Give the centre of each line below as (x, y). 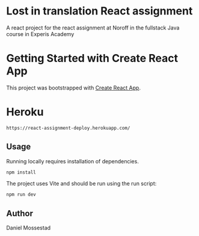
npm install (21, 172)
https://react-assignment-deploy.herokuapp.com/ (68, 128)
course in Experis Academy (40, 34)
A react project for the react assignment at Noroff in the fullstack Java (93, 28)
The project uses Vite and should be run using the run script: (81, 184)
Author (20, 213)
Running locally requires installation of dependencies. (73, 161)
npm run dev (21, 195)
